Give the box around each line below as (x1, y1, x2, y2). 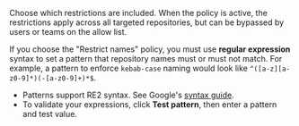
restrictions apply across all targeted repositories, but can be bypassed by (9, 17, 285, 28)
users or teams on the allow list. (9, 27, 128, 37)
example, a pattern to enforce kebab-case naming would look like (9, 63, 249, 73)
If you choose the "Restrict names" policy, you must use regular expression (9, 44, 291, 55)
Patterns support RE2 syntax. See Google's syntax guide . (22, 89, 235, 100)
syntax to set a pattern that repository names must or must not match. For (9, 54, 283, 63)
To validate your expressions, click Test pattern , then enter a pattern (22, 99, 277, 110)
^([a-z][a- (250, 64, 291, 73)
